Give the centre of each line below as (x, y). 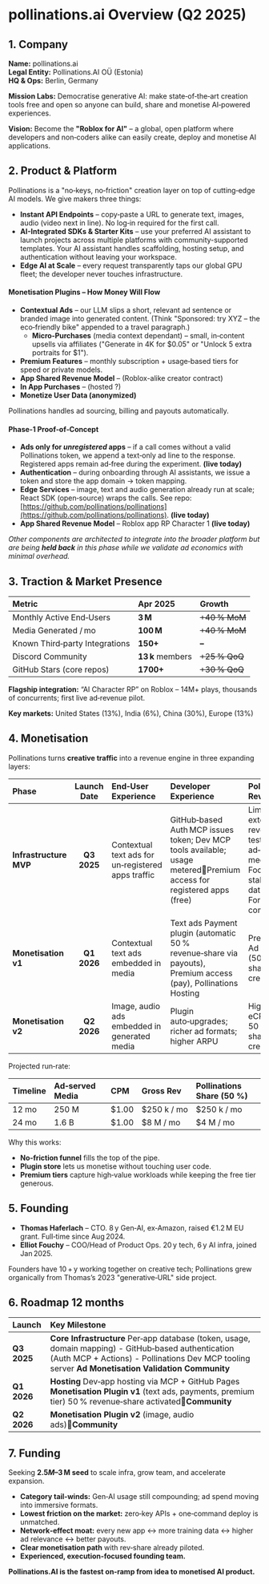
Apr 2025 (157, 604)
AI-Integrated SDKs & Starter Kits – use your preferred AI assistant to (135, 231)
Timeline (29, 1090)
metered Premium (205, 870)
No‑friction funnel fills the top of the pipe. (90, 1158)
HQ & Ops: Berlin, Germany (53, 81)
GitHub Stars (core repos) (61, 669)
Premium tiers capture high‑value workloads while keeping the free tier (138, 1174)
